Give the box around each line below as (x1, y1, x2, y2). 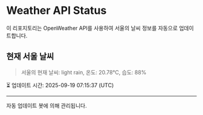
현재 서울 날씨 (6, 51, 54, 62)
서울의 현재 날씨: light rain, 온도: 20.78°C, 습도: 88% (21, 68, 147, 76)
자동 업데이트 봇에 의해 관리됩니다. (6, 102, 87, 109)
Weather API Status (6, 4, 107, 18)
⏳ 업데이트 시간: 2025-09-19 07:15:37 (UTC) (6, 81, 114, 88)
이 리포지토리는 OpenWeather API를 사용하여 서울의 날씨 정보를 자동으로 (6, 24, 178, 31)
